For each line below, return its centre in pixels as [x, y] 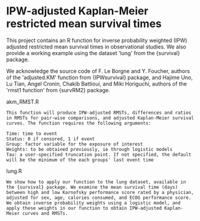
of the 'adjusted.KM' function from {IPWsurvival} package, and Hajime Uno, [100, 77]
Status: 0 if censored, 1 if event [51, 139]
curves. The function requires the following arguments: [79, 123]
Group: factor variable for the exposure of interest [75, 144]
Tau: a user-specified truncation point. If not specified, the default [99, 155]
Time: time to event [32, 134]
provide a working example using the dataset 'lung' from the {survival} [93, 53]
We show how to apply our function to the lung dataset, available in [96, 182]
